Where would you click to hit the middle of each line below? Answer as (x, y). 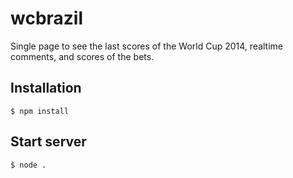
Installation (46, 88)
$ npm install (40, 111)
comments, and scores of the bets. (82, 56)
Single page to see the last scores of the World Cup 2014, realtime (146, 46)
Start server (48, 142)
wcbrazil (47, 18)
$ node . (28, 165)
